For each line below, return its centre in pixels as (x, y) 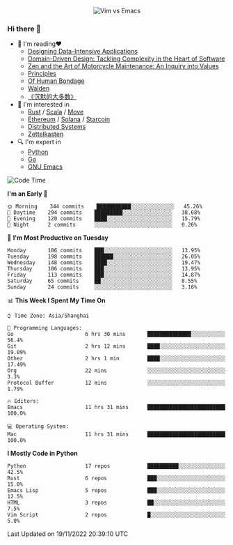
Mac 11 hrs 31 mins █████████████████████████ (116, 435)
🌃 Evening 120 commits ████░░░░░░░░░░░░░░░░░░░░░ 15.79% (104, 219)
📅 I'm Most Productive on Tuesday (58, 238)
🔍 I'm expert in (39, 142)
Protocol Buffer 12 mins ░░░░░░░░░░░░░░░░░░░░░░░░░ (116, 383)
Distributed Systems (57, 127)
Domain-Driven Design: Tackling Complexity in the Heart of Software (126, 59)
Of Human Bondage (56, 81)
